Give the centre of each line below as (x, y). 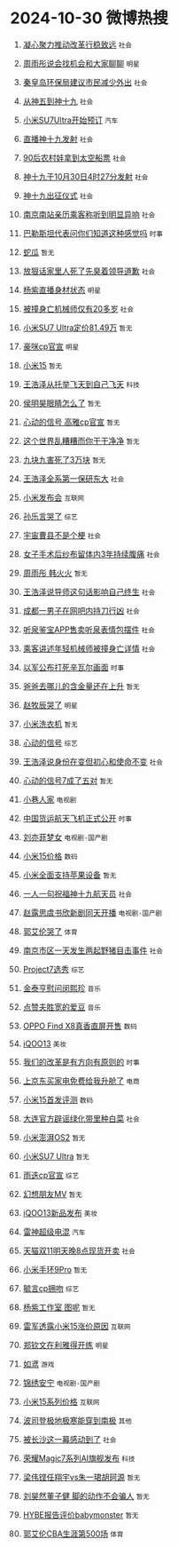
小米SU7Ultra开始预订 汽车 (70, 120)
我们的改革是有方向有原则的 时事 (81, 1061)
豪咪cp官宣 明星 (51, 346)
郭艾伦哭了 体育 (50, 931)
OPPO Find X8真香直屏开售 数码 (80, 1026)
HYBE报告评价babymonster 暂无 (81, 1514)
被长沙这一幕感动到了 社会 (70, 1439)
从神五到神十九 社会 (58, 101)
